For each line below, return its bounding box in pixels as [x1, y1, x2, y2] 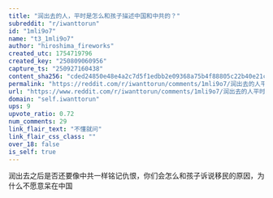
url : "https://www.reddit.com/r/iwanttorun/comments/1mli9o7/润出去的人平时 [8, 87, 266, 96]
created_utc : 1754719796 [8, 49, 93, 58]
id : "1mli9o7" [8, 27, 57, 35]
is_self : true [8, 148, 57, 156]
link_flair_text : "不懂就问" [8, 125, 102, 133]
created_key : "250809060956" [8, 58, 107, 66]
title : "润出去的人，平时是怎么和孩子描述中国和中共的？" [8, 11, 180, 20]
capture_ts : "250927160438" [8, 65, 104, 73]
